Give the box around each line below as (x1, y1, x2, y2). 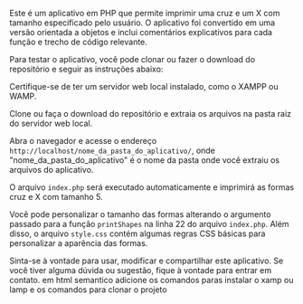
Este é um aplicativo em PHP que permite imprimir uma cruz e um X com (9, 8, 280, 18)
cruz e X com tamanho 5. (9, 192, 103, 202)
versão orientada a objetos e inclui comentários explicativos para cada (9, 27, 273, 37)
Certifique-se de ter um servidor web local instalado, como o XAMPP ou (9, 81, 279, 91)
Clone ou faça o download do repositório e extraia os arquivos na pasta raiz (9, 109, 292, 119)
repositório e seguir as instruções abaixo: (9, 63, 164, 74)
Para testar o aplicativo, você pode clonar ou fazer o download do (9, 54, 256, 64)
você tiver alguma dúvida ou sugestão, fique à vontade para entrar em (9, 265, 272, 275)
